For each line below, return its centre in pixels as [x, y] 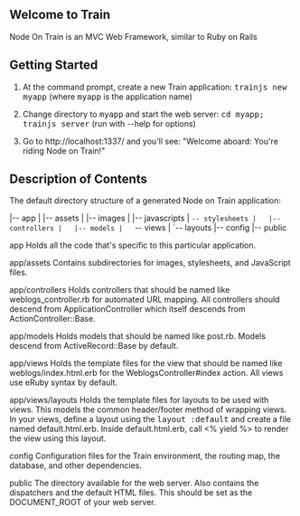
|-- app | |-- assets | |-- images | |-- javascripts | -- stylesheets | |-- [145, 218]
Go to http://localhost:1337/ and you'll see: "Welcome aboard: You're [150, 141]
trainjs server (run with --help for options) [109, 123]
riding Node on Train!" [64, 150]
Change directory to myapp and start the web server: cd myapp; [143, 114]
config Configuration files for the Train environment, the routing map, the [145, 456]
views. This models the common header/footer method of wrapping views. [148, 409]
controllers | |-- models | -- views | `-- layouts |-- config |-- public [148, 228]
